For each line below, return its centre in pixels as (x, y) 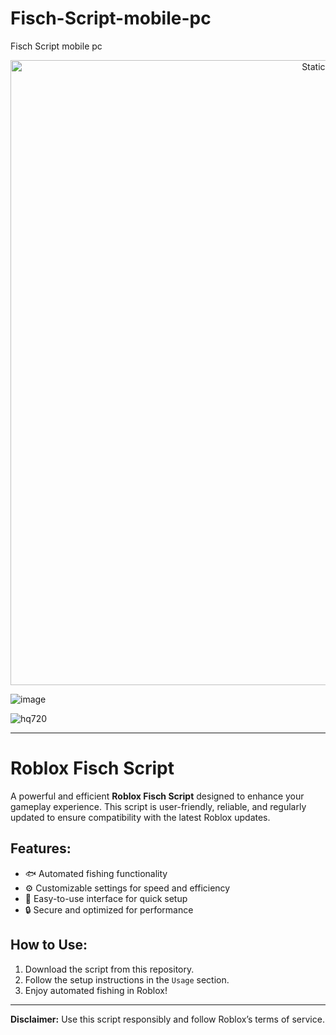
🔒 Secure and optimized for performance (109, 909)
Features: (41, 848)
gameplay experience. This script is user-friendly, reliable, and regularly (158, 806)
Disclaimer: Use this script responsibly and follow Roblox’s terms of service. (167, 1019)
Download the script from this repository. (109, 969)
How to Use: (49, 945)
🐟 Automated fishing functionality (96, 873)
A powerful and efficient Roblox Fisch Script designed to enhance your (157, 796)
